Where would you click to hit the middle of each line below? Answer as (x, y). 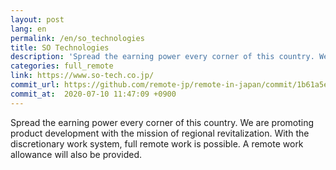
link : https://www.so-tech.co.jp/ (82, 76)
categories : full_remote (62, 66)
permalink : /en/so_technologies (77, 38)
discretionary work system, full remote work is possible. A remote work (157, 143)
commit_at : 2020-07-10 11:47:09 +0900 (93, 94)
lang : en (28, 29)
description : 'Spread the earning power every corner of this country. (162, 57)
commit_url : (35, 85)
